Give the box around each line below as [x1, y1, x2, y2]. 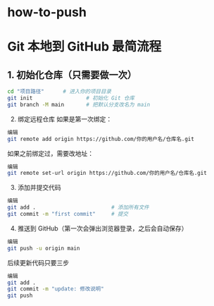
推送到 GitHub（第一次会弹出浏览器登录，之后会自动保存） [17, 224, 188, 233]
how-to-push [7, 4, 87, 20]
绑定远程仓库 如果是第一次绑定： [17, 114, 113, 123]
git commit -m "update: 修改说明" [7, 286, 104, 293]
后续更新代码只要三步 [7, 258, 69, 267]
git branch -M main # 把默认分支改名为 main [7, 101, 151, 108]
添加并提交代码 [17, 183, 61, 192]
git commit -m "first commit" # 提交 [7, 211, 129, 218]
